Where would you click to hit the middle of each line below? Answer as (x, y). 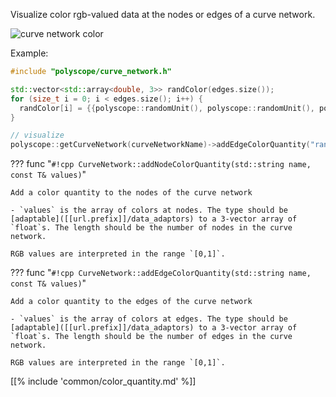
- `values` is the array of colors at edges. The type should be (149, 319)
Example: (29, 53)
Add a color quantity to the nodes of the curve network (131, 193)
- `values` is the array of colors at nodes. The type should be (149, 210)
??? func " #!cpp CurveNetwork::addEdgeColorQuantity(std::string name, (161, 273)
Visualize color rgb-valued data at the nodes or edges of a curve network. (163, 14)
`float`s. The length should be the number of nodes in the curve (151, 228)
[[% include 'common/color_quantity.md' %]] (103, 381)
